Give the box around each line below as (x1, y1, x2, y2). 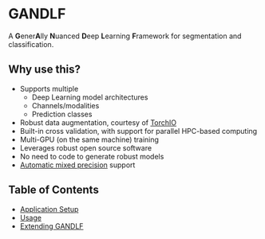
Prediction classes (31, 109, 93, 119)
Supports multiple (19, 84, 79, 93)
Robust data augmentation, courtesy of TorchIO (19, 117, 177, 127)
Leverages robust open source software (19, 143, 152, 152)
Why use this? (8, 63, 81, 76)
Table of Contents (8, 183, 100, 197)
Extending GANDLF (19, 221, 84, 231)
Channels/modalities (31, 100, 100, 110)
